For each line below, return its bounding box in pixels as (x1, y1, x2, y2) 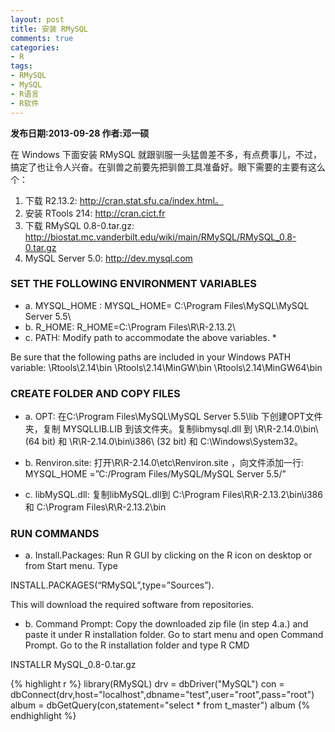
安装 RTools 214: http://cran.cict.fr (24, 207, 166, 219)
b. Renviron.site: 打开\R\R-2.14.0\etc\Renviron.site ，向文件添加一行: (24, 457, 304, 469)
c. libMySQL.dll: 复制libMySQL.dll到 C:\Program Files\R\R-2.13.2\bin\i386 (24, 489, 323, 501)
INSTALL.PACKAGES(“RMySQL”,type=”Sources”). (10, 579, 215, 591)
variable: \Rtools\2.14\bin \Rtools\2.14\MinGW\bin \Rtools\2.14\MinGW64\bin (10, 361, 323, 373)
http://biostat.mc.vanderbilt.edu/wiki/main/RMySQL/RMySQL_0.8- (24, 231, 297, 243)
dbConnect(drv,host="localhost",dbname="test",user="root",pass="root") (10, 689, 315, 701)
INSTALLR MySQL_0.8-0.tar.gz (10, 659, 137, 671)
